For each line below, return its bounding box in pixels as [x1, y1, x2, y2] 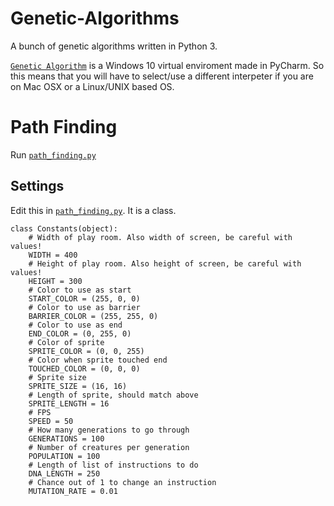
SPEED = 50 [28, 416, 74, 426]
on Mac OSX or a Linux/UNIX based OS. [10, 80, 175, 92]
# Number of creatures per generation [28, 442, 190, 452]
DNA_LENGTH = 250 [28, 468, 101, 479]
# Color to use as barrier [28, 302, 141, 312]
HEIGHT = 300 [28, 276, 83, 286]
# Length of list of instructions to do [28, 460, 199, 470]
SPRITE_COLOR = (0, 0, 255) [28, 346, 145, 356]
